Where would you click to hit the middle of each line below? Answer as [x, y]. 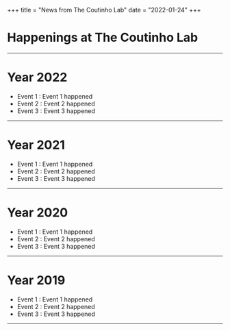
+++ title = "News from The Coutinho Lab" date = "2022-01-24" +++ [104, 10]
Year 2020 [38, 212]
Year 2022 [37, 77]
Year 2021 [36, 145]
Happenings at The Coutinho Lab [103, 38]
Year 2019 [36, 280]
